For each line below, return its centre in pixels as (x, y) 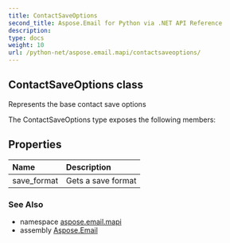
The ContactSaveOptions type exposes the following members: (112, 120)
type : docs (26, 38)
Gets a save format (101, 180)
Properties (35, 145)
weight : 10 (26, 45)
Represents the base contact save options (77, 104)
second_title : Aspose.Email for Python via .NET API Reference (115, 23)
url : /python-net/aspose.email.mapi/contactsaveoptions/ (105, 53)
